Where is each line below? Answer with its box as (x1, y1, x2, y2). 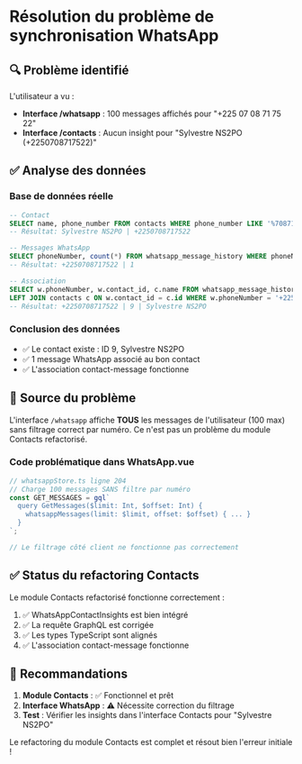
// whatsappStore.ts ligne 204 (9, 476, 127, 486)
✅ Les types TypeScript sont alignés (22, 629, 158, 641)
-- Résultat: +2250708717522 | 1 (9, 260, 135, 269)
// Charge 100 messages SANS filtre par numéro (9, 485, 191, 494)
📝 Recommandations (9, 667, 129, 682)
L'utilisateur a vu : (9, 91, 75, 101)
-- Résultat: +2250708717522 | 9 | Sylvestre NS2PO (9, 302, 207, 311)
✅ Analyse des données (9, 163, 147, 178)
